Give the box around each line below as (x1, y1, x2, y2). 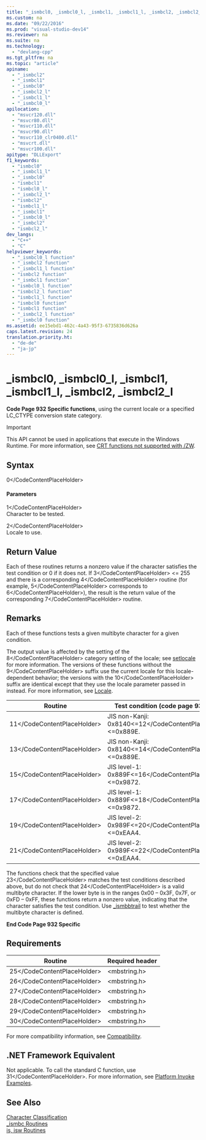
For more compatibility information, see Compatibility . (6, 1032, 142, 1040)
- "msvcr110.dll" (12, 123, 56, 129)
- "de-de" (12, 340, 37, 346)
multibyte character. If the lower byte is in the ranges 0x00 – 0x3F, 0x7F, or (6, 889, 196, 896)
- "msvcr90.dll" (12, 129, 53, 135)
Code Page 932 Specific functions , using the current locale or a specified (6, 406, 194, 413)
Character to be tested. (6, 510, 65, 518)
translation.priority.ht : (6, 334, 72, 341)
